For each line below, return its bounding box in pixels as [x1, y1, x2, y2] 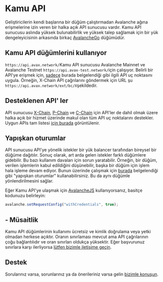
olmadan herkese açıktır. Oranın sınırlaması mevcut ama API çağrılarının [5, 234, 148, 240]
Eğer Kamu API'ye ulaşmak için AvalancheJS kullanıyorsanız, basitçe [5, 187, 143, 193]
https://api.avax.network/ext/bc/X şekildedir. [5, 82, 98, 88]
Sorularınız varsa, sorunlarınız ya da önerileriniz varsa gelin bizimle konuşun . [5, 271, 159, 277]
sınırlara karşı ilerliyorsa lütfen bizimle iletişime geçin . [5, 244, 112, 250]
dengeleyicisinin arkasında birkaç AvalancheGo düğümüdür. [5, 35, 126, 40]
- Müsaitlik [5, 216, 38, 224]
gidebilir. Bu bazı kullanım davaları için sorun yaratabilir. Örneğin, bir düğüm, [5, 157, 158, 163]
